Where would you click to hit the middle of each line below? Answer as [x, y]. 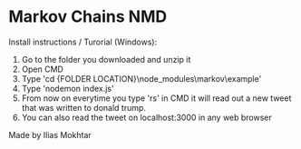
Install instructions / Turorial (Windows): [83, 42]
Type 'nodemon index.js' [68, 88]
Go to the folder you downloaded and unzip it [106, 59]
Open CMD [43, 69]
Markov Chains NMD [88, 17]
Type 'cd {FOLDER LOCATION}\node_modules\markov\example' [141, 78]
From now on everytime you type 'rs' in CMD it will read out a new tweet [156, 98]
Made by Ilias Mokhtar [50, 134]
